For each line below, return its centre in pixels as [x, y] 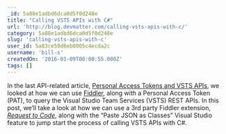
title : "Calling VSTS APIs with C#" [60, 20]
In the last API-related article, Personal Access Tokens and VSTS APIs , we [113, 85]
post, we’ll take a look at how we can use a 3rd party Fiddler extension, [109, 107]
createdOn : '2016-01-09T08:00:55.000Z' [65, 59]
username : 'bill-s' [35, 53]
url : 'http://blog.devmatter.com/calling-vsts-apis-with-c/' [98, 27]
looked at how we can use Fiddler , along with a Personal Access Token [109, 93]
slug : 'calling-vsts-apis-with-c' [57, 40]
